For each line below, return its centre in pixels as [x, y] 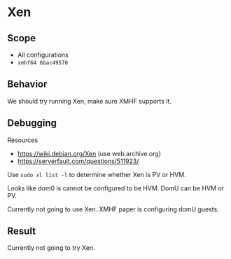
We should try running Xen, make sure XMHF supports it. [89, 101]
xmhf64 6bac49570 [43, 63]
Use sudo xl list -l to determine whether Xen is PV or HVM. [97, 174]
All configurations [43, 55]
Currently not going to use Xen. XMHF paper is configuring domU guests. [113, 209]
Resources [23, 140]
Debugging [32, 123]
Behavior [27, 84]
